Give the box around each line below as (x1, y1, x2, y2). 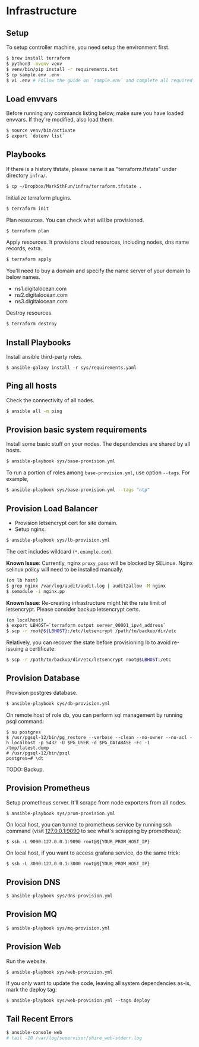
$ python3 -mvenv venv (6, 61, 62, 67)
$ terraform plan (6, 228, 49, 234)
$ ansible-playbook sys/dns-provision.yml (6, 893, 113, 899)
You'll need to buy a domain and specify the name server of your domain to (6, 267, 191, 275)
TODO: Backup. (6, 766, 45, 773)
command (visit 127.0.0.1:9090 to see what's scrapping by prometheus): (6, 827, 182, 835)
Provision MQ (6, 909, 58, 919)
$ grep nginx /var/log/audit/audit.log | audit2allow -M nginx (6, 583, 166, 589)
